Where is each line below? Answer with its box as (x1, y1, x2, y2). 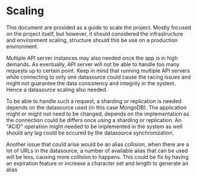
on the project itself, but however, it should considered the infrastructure (6, 30, 183, 37)
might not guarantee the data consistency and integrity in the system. (6, 79, 176, 87)
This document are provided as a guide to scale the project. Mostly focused (6, 24, 192, 31)
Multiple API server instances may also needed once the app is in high (6, 54, 178, 61)
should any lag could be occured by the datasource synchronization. (6, 129, 174, 136)
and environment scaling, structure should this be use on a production (6, 36, 178, 43)
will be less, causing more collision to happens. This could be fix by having (6, 153, 189, 160)
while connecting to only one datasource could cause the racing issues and (6, 73, 191, 80)
